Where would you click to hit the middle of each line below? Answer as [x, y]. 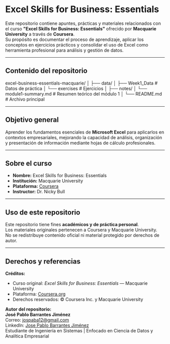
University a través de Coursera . [40, 34]
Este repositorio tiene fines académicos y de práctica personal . [72, 225]
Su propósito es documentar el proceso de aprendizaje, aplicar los [75, 39]
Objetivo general [32, 120]
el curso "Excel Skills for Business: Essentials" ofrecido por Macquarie [81, 28]
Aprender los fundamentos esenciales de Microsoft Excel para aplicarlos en [85, 132]
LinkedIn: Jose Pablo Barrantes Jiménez [47, 325]
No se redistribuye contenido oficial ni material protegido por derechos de [82, 235]
